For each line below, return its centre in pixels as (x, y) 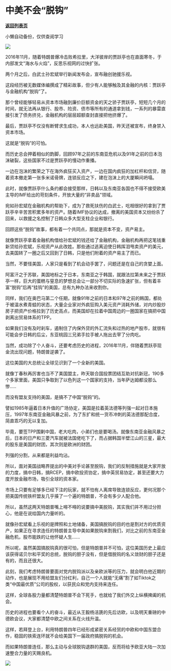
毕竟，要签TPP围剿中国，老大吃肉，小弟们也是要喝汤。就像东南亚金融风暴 (83, 432)
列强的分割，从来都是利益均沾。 (39, 455)
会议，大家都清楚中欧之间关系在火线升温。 (59, 618)
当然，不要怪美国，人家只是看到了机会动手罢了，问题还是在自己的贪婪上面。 (85, 263)
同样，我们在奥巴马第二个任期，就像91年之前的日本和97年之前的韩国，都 (81, 298)
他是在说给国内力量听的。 (41, 513)
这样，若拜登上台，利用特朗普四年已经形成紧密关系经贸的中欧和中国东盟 (81, 629)
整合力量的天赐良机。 (32, 653)
